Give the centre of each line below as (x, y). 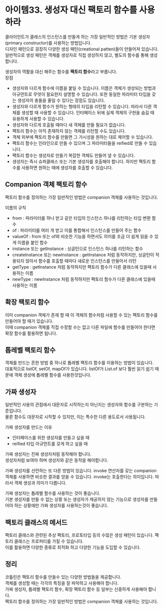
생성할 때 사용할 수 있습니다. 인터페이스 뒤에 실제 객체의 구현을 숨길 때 (88, 113)
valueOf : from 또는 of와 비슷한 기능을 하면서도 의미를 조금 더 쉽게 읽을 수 (82, 236)
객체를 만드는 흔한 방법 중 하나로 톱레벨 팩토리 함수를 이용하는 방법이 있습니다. (80, 363)
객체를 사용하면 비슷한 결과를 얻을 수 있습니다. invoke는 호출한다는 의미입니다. (80, 477)
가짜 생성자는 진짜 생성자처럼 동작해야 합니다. (48, 454)
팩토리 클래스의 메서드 (36, 522)
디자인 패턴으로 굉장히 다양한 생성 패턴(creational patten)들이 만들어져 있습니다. (82, 49)
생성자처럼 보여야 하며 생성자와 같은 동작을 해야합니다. (57, 460)
